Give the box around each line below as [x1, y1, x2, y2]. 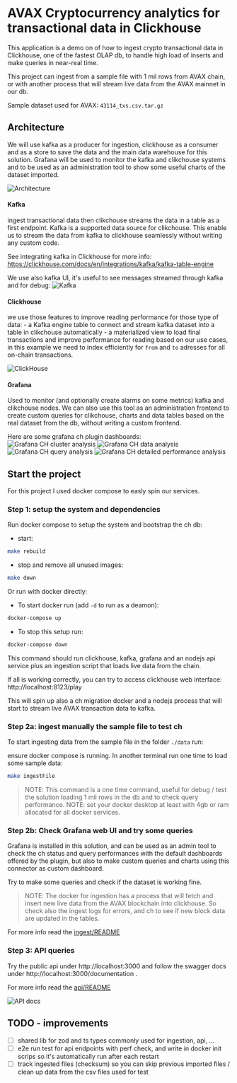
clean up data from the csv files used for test [17, 1067, 149, 1076]
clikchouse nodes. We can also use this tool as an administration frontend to [7, 403, 230, 412]
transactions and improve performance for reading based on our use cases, [7, 336, 229, 344]
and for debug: [7, 281, 51, 290]
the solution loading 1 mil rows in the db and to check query [24, 793, 199, 801]
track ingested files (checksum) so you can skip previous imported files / [17, 1060, 231, 1068]
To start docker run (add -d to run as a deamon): [17, 601, 159, 609]
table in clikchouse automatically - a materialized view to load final [7, 328, 201, 337]
